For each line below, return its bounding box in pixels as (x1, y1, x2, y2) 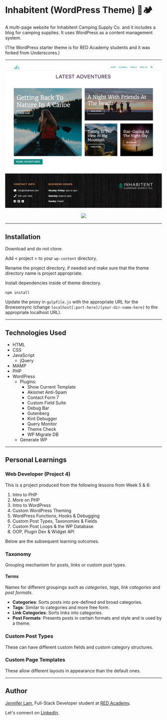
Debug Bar (27, 405, 50, 411)
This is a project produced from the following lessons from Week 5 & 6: (5, 482, 151, 488)
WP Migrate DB (27, 431, 59, 438)
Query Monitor (27, 421, 57, 427)
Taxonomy (5, 551, 31, 558)
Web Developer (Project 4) (5, 471, 71, 478)
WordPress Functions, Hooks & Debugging (12, 513, 100, 519)
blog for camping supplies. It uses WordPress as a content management (5, 29, 153, 35)
